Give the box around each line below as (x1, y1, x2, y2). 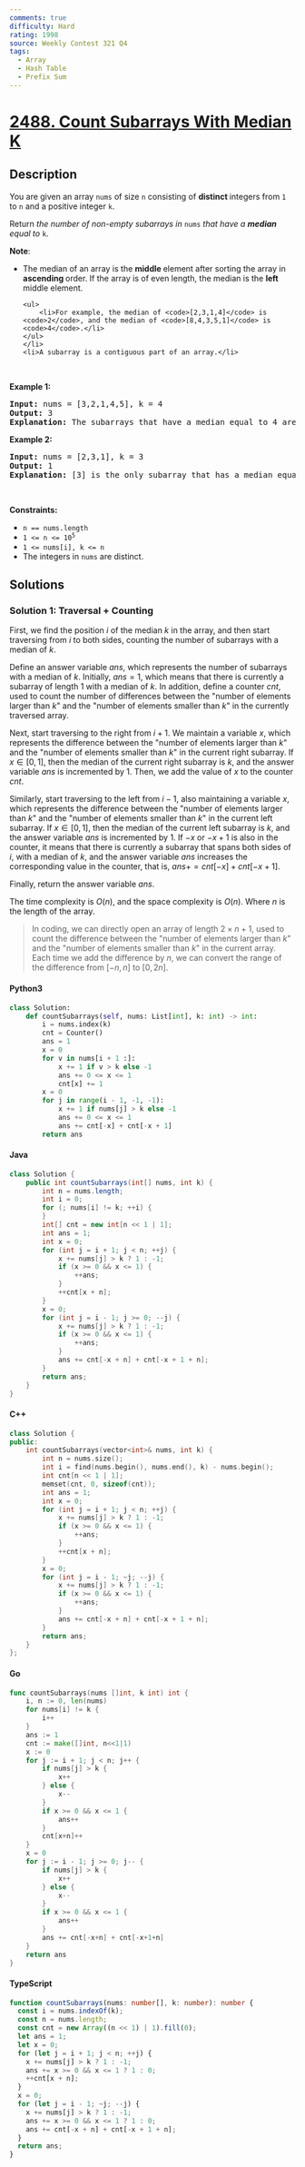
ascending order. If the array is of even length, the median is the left (22, 272, 279, 283)
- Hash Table (17, 64, 67, 74)
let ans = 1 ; (17, 2032, 67, 2042)
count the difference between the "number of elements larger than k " (31, 933, 291, 945)
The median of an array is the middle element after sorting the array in (22, 262, 286, 273)
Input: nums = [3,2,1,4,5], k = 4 (9, 399, 163, 409)
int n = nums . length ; (42, 1186, 124, 1195)
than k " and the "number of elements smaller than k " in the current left (9, 813, 273, 824)
